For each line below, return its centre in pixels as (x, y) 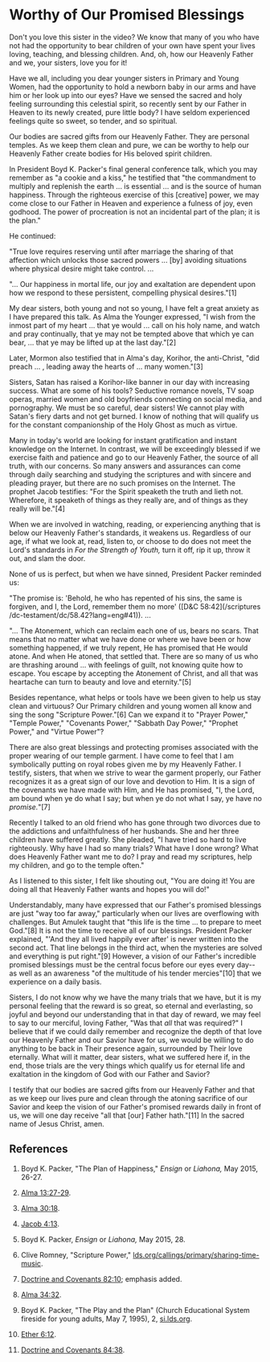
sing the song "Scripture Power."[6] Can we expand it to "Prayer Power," (129, 714)
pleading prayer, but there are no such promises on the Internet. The (123, 483)
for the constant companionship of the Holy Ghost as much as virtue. (123, 424)
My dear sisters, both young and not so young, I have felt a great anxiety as (134, 308)
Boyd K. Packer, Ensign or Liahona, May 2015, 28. (103, 1239)
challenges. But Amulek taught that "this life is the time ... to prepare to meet (135, 922)
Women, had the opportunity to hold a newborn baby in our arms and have (133, 87)
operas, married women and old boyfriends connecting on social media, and (135, 399)
